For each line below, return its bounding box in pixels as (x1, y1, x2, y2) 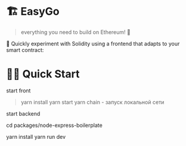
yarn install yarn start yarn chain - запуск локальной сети (20, 98, 165, 105)
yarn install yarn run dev (6, 133, 66, 140)
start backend (6, 110, 41, 117)
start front (6, 87, 31, 94)
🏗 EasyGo (6, 5, 60, 18)
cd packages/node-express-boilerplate (6, 122, 103, 129)
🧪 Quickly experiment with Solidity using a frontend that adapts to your (6, 40, 180, 47)
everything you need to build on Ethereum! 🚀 (20, 28, 131, 36)
